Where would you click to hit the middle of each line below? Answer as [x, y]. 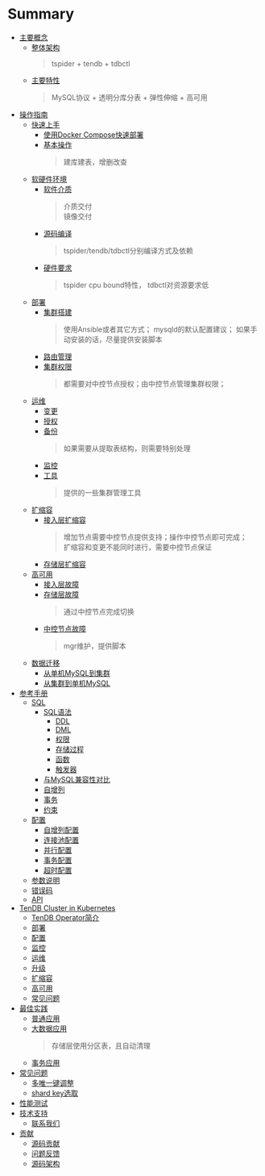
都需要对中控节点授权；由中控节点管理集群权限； [145, 383]
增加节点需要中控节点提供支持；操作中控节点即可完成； [155, 536]
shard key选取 [54, 1093]
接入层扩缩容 [64, 519]
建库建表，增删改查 [95, 161]
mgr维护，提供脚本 [95, 645]
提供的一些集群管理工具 [102, 492]
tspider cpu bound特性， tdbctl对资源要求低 [136, 285]
